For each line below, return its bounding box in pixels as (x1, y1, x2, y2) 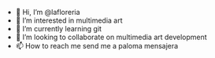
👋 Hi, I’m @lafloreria (15, 8, 80, 16)
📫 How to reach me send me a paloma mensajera (15, 42, 179, 50)
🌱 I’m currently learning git (15, 24, 102, 33)
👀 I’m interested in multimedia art (15, 16, 124, 25)
